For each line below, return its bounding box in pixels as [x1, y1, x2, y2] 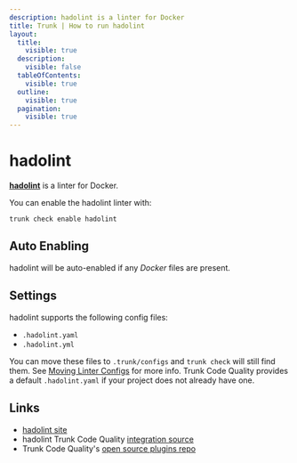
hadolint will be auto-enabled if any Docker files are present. [9, 262, 231, 272]
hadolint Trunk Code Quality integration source [21, 434, 194, 444]
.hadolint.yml [21, 340, 75, 349]
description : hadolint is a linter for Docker [9, 12, 185, 22]
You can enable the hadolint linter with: [9, 198, 152, 208]
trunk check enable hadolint [9, 215, 117, 223]
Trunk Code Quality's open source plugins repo [21, 443, 197, 454]
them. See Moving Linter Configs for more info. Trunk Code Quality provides [9, 365, 289, 376]
